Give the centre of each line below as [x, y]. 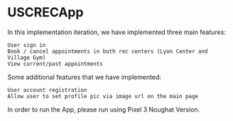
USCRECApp [45, 12]
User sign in [27, 45]
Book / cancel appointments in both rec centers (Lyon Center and [108, 51]
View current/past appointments [55, 64]
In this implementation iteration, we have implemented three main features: [116, 32]
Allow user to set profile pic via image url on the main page [103, 96]
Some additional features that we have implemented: [85, 77]
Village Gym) [27, 58]
